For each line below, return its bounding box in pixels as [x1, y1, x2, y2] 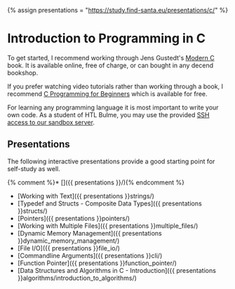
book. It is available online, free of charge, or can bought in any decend [7, 61, 214, 69]
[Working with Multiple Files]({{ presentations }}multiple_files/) [17, 221, 199, 230]
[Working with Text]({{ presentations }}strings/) [17, 191, 154, 200]
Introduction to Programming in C [7, 31, 206, 46]
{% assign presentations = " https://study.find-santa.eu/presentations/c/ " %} [7, 6, 229, 14]
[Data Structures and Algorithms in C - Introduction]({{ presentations [17, 266, 216, 274]
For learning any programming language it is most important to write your [7, 103, 219, 112]
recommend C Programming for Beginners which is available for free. [7, 89, 208, 98]
